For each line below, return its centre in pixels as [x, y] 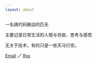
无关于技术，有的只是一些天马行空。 [42, 45]
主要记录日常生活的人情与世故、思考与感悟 [48, 34]
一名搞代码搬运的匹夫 [27, 24]
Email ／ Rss [18, 56]
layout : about [20, 10]
